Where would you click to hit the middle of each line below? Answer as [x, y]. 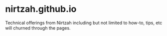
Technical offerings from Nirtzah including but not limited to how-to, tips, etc [84, 23]
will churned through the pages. [38, 28]
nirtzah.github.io [41, 9]
